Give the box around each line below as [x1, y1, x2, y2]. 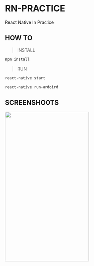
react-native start [5, 75, 46, 80]
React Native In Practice [5, 19, 54, 25]
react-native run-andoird [5, 84, 58, 90]
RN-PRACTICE [5, 3, 66, 14]
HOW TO [5, 34, 33, 42]
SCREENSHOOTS [5, 98, 59, 107]
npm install [5, 57, 30, 62]
